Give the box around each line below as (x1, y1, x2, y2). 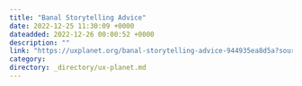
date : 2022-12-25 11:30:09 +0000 (9, 21, 135, 30)
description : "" (9, 38, 70, 47)
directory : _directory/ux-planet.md (9, 64, 147, 73)
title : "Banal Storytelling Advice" (9, 13, 147, 22)
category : (9, 55, 47, 64)
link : (9, 47, 30, 56)
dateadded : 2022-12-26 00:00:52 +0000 (9, 30, 155, 39)
